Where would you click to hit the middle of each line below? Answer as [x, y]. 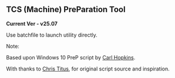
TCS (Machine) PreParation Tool [66, 10]
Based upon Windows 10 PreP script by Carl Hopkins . [71, 57]
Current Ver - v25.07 [32, 23]
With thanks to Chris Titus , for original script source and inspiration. [88, 69]
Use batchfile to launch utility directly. [52, 35]
